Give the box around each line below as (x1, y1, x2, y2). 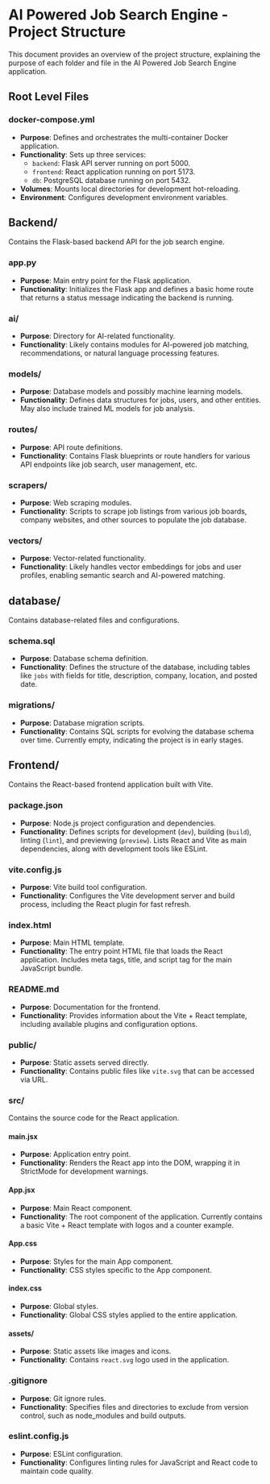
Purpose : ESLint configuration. (19, 1449, 123, 1458)
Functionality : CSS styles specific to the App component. (19, 1265, 212, 1274)
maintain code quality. (19, 1465, 94, 1476)
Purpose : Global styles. (19, 1302, 99, 1311)
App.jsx (8, 1185, 35, 1195)
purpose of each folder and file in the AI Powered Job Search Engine (8, 58, 237, 68)
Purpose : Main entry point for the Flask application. (19, 276, 192, 285)
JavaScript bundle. (19, 963, 83, 973)
